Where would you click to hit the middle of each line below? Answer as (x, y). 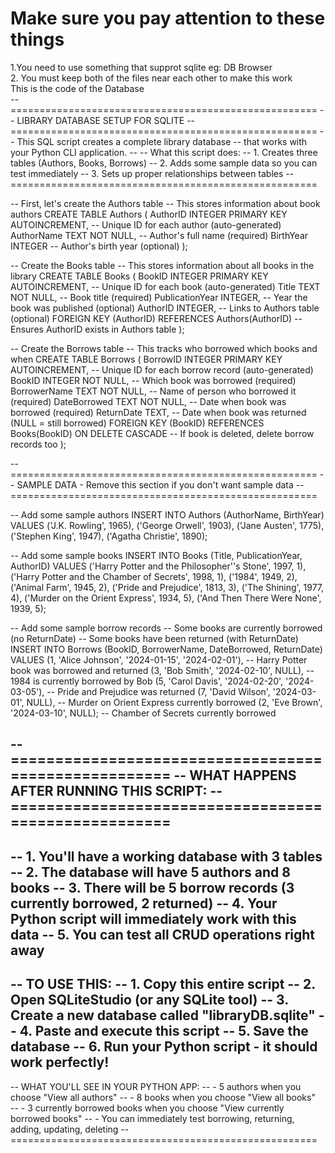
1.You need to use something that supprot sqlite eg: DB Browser (141, 67)
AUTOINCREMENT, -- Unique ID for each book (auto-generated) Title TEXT (165, 286)
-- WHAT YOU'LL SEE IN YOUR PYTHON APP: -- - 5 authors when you (156, 1086)
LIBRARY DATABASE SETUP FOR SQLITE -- (106, 120)
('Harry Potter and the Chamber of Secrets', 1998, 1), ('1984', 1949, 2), (154, 576)
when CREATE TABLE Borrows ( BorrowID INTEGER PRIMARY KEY (146, 359)
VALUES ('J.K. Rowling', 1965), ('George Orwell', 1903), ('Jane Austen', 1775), (167, 525)
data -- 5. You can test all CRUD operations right (163, 934)
